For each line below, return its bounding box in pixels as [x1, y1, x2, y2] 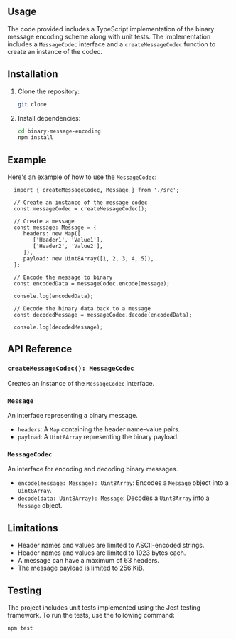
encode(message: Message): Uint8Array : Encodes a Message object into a [17, 479, 229, 487]
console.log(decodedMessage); [14, 324, 103, 331]
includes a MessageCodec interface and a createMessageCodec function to [7, 39, 216, 48]
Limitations [7, 522, 58, 534]
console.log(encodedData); [14, 292, 94, 300]
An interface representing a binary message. [7, 411, 139, 420]
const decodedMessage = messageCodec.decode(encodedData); [14, 312, 193, 319]
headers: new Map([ [23, 230, 81, 237]
